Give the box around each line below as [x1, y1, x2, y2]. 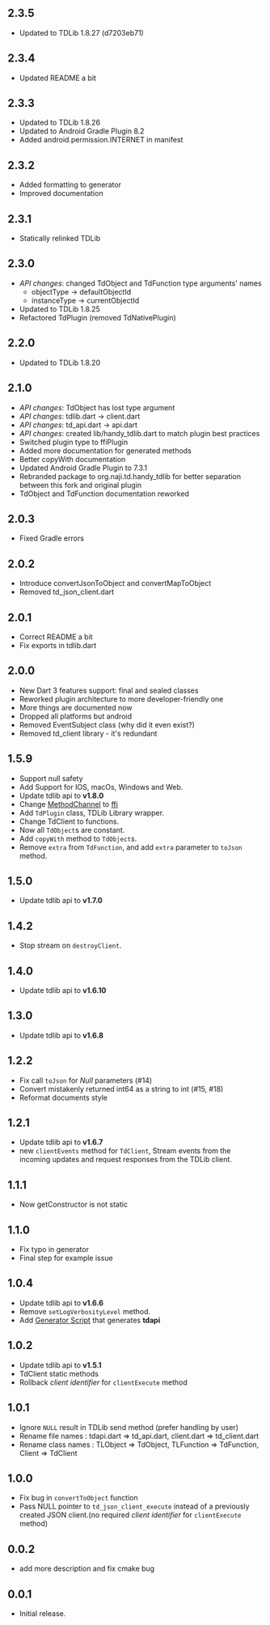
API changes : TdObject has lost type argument [19, 402, 175, 412]
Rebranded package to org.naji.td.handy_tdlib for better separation [19, 471, 242, 481]
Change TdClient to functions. [19, 817, 120, 826]
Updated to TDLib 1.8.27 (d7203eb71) [19, 28, 145, 37]
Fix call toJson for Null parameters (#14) [19, 1076, 153, 1085]
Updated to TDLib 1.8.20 [19, 358, 101, 367]
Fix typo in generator [19, 1245, 90, 1254]
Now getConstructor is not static [19, 1199, 129, 1209]
